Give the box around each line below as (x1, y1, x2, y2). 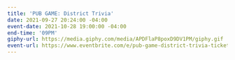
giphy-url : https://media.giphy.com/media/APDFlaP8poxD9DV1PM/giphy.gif (7, 36, 224, 43)
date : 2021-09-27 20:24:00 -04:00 (7, 17, 108, 23)
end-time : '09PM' (7, 29, 58, 37)
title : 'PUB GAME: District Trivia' (7, 10, 114, 17)
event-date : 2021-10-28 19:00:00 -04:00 (7, 23, 127, 30)
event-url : (7, 42, 39, 49)
